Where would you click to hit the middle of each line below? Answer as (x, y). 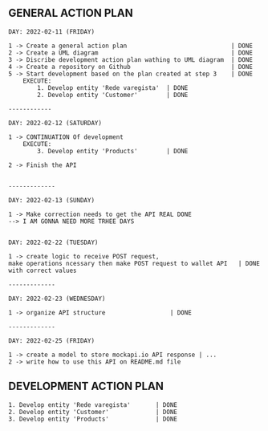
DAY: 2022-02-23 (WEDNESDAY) (57, 299)
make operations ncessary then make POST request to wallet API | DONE (134, 263)
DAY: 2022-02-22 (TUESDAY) (53, 242)
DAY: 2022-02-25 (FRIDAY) (51, 340)
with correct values (43, 270)
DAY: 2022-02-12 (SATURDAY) (55, 123)
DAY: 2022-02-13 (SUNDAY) (51, 200)
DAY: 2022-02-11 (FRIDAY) (51, 31)
